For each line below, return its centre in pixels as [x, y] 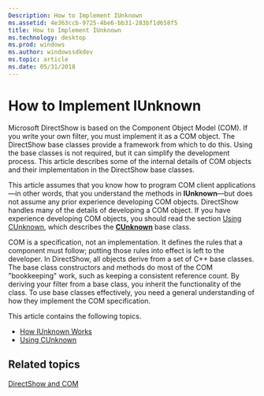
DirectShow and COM [43, 383]
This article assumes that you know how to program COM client [112, 185]
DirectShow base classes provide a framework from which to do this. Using [130, 144]
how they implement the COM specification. [80, 301]
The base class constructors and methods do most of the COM [110, 267]
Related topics [44, 365]
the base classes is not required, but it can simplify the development [119, 153]
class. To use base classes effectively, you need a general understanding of [131, 292]
